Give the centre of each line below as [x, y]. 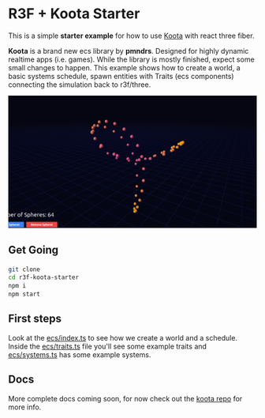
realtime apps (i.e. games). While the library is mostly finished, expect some [131, 59]
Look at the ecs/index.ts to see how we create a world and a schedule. [123, 337]
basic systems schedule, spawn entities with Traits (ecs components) [121, 76]
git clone [24, 269]
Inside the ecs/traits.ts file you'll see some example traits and [108, 346]
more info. [25, 407]
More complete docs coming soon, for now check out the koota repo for [125, 398]
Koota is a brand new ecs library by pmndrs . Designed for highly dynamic [129, 51]
